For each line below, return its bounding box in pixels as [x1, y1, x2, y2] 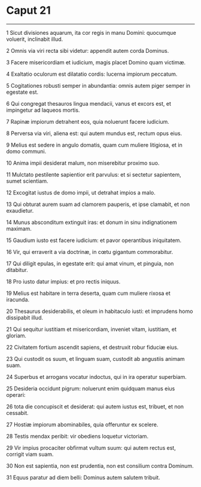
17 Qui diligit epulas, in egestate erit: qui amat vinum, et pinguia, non [6, 259, 174, 267]
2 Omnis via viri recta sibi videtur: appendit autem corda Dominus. [6, 47, 169, 54]
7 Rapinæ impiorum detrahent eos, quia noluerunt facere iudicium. [6, 118, 169, 125]
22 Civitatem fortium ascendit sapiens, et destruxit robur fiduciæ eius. [6, 343, 179, 351]
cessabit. [6, 409, 29, 416]
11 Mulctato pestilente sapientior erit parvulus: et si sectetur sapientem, [6, 171, 181, 178]
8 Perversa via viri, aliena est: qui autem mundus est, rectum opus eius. [6, 130, 182, 137]
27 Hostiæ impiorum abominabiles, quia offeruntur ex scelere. [6, 421, 159, 428]
